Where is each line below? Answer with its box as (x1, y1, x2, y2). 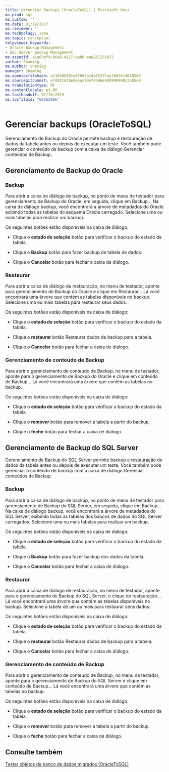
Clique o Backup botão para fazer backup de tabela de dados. (12, 249, 143, 255)
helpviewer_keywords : (5, 40, 51, 46)
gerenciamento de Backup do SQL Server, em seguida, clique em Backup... (5, 502, 161, 509)
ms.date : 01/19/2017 (5, 21, 49, 27)
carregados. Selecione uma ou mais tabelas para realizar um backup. (5, 518, 149, 524)
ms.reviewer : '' (5, 26, 39, 31)
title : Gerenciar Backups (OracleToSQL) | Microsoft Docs (5, 7, 130, 13)
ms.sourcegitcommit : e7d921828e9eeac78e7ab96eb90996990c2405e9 (5, 78, 141, 83)
